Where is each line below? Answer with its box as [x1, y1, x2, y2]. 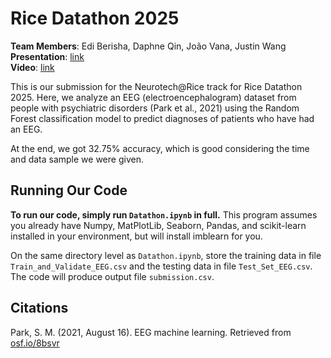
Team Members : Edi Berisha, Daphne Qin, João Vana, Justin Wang [10, 40, 287, 52]
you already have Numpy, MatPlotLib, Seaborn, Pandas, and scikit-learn [10, 219, 307, 231]
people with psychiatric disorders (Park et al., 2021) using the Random [10, 102, 300, 114]
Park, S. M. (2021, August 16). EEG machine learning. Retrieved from [10, 326, 292, 338]
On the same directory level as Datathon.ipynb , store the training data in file [10, 249, 322, 261]
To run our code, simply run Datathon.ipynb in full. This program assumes [10, 208, 318, 221]
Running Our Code [10, 182, 128, 199]
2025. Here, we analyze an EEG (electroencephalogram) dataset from [10, 91, 297, 103]
